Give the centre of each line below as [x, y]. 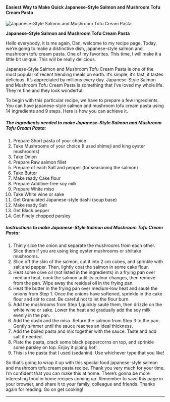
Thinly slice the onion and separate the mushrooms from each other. [84, 245]
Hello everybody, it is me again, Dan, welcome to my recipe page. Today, [81, 43]
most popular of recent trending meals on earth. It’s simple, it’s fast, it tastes [84, 74]
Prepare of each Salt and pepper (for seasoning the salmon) [75, 168]
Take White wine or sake [39, 194]
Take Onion [25, 157]
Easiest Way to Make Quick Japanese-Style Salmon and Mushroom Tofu [83, 7]
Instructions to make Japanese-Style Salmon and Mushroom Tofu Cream [84, 227]
